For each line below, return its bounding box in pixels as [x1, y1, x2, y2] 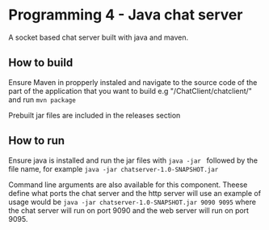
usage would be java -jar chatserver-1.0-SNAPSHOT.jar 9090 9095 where [8, 197, 257, 207]
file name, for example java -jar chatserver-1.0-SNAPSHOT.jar [8, 164, 219, 173]
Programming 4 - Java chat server [8, 6, 243, 24]
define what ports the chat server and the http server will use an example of [8, 188, 261, 198]
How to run [8, 134, 65, 147]
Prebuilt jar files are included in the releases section [8, 110, 181, 120]
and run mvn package [8, 95, 77, 104]
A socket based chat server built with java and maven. [8, 32, 188, 42]
